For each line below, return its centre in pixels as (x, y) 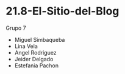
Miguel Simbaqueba (40, 39)
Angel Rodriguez (35, 52)
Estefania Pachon (37, 66)
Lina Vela (26, 46)
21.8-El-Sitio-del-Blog (62, 11)
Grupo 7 (16, 28)
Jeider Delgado (34, 59)
